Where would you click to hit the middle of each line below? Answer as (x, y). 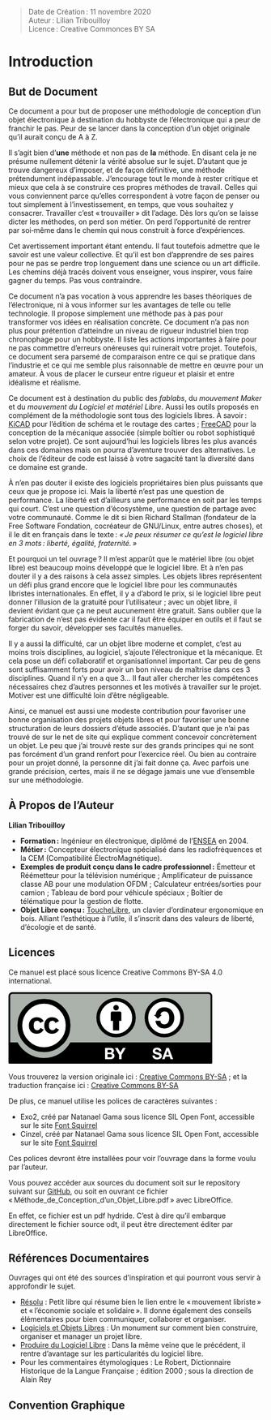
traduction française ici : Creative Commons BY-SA (94, 1085)
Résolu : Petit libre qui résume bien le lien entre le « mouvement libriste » (140, 1302)
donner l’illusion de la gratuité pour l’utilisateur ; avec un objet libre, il (123, 602)
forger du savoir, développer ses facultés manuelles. (96, 628)
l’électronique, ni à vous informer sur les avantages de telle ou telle (120, 305)
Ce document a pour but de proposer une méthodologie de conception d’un (135, 111)
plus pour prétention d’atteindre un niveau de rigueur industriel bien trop (129, 331)
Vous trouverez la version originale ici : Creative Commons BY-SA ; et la (128, 1076)
